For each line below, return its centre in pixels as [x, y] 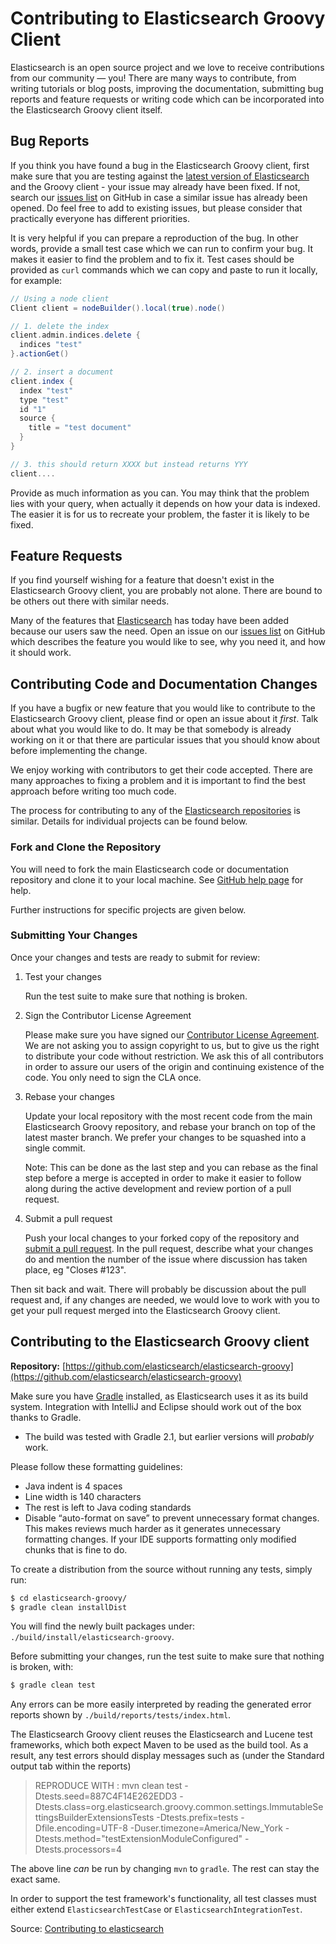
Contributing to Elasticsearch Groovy [168, 18]
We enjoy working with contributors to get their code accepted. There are [162, 770]
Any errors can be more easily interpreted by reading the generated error [161, 1704]
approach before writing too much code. [93, 791]
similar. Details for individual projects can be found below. [129, 821]
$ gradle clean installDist [69, 1607]
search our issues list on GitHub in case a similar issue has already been [159, 197]
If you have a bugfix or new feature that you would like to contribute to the [163, 708]
